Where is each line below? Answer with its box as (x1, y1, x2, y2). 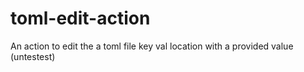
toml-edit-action (10, 7, 151, 30)
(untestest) (10, 50, 56, 62)
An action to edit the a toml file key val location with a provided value (10, 40, 294, 52)
